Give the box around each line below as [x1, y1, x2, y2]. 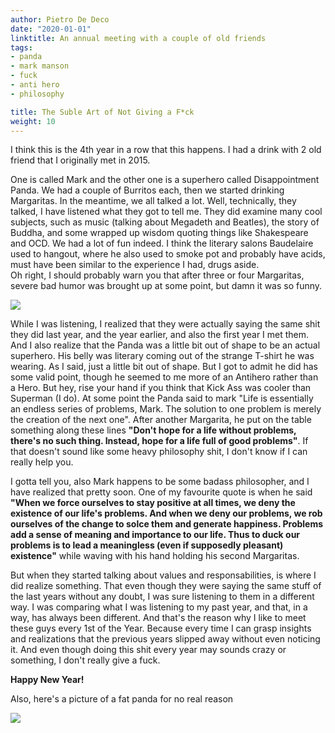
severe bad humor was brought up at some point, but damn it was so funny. [10, 280, 323, 292]
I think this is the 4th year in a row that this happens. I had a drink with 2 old [10, 144, 322, 156]
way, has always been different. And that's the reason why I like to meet [10, 612, 307, 624]
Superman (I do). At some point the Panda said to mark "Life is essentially [10, 392, 314, 405]
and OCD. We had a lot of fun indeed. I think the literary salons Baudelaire [10, 237, 314, 250]
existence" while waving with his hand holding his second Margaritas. [10, 550, 300, 562]
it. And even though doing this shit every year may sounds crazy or [10, 644, 287, 656]
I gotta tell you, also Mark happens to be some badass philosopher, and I [10, 476, 310, 488]
